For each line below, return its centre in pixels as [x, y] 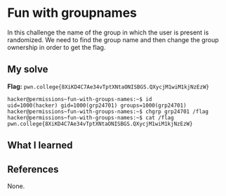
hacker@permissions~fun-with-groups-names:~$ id [80, 99]
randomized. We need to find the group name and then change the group [113, 39]
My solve [28, 69]
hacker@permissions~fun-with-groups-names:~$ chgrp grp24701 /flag [108, 111]
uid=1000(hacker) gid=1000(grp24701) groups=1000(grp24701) [97, 105]
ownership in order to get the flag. [56, 47]
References [33, 169]
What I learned [40, 145]
